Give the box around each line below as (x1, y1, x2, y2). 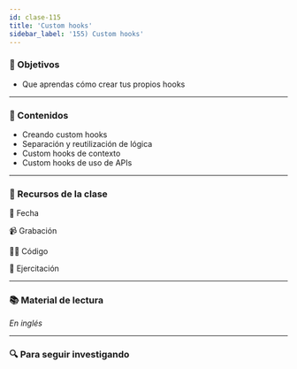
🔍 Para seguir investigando (9, 349, 130, 361)
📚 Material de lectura (9, 294, 104, 306)
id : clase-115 (9, 12, 62, 22)
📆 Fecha (9, 208, 40, 219)
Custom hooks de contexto (21, 148, 121, 158)
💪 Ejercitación (9, 263, 60, 274)
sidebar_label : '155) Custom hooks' (9, 29, 144, 38)
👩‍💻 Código (9, 246, 49, 257)
